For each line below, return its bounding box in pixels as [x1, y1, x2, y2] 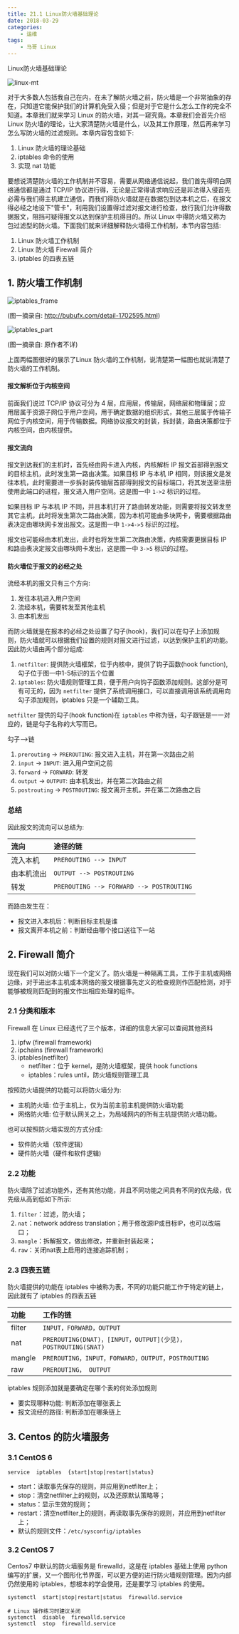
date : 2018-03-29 [7, 17, 59, 24]
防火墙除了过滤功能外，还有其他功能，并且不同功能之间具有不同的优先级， [7, 1186, 225, 1194]
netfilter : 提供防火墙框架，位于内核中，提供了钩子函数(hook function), [17, 660, 228, 668]
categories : [7, 24, 43, 31]
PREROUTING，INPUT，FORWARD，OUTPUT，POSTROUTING [42, 1355, 210, 1362]
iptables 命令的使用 [17, 152, 75, 161]
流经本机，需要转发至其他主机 [17, 603, 105, 611]
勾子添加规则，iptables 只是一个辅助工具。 [17, 696, 143, 704]
